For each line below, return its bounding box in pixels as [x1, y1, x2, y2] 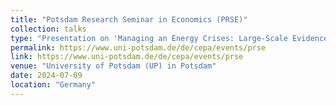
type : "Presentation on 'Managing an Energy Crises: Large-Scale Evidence [10, 33, 329, 43]
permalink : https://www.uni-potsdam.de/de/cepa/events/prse [10, 42, 267, 53]
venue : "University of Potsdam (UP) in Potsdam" [10, 61, 217, 71]
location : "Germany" [10, 80, 97, 90]
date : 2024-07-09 [10, 71, 83, 81]
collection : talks [10, 24, 87, 34]
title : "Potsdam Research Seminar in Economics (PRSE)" [10, 14, 248, 25]
